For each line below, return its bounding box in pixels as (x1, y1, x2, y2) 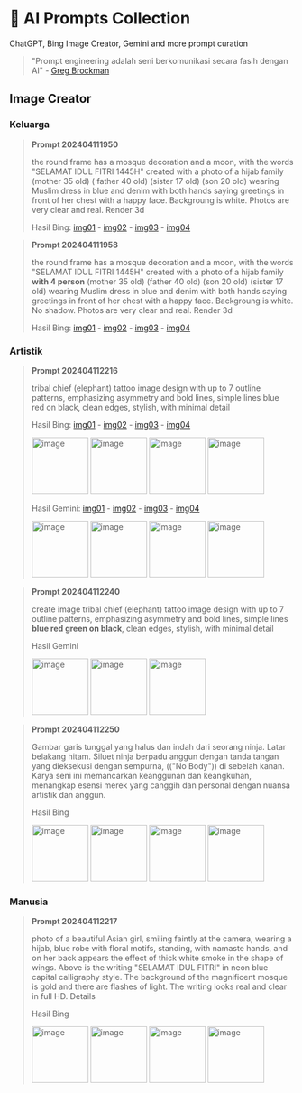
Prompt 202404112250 (31, 724, 120, 735)
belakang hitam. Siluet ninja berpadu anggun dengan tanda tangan (31, 751, 279, 762)
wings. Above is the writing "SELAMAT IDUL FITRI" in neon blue (31, 962, 269, 973)
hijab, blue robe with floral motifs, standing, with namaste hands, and (31, 943, 288, 954)
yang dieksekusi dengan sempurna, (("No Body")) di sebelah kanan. (31, 760, 286, 771)
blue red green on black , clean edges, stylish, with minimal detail (31, 623, 274, 634)
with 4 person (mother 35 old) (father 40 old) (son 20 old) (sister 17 (31, 275, 284, 287)
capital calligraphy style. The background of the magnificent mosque (31, 972, 288, 983)
